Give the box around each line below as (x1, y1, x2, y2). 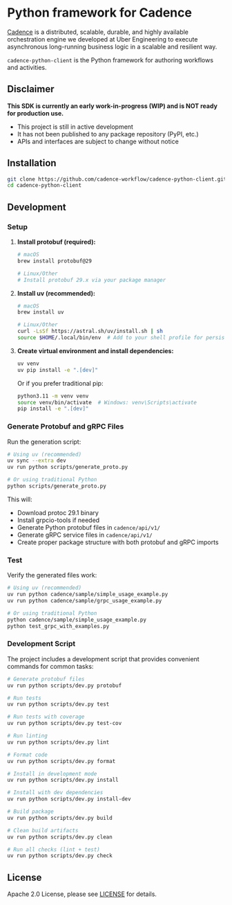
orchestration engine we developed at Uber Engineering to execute (7, 35, 198, 43)
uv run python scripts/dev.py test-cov (7, 720, 122, 727)
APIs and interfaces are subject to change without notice (17, 137, 180, 145)
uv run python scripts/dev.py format (7, 758, 116, 764)
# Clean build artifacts (7, 827, 79, 834)
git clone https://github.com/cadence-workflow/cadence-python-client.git (7, 175, 227, 183)
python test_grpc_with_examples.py (7, 622, 110, 629)
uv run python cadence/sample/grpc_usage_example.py (7, 597, 162, 604)
